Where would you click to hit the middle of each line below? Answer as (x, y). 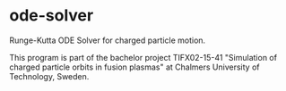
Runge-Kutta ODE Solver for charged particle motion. (108, 40)
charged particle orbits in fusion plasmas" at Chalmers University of (134, 67)
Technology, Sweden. (49, 76)
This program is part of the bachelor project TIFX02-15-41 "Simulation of (143, 57)
